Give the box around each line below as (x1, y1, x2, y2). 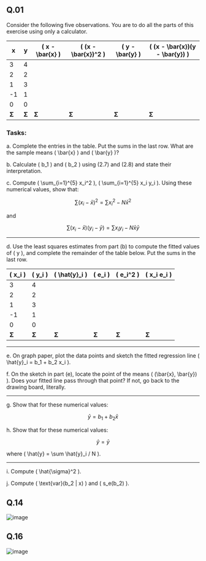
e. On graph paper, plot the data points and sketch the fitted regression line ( (6, 352, 200, 359)
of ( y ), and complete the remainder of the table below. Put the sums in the (6, 250, 196, 257)
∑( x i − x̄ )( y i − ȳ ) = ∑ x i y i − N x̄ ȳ (66, 224, 140, 232)
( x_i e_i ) (145, 270, 172, 279)
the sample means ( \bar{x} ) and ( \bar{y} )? (6, 149, 120, 156)
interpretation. (6, 167, 42, 175)
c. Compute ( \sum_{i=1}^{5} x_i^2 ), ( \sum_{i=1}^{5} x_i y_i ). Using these (6, 179, 192, 186)
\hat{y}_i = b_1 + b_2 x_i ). (6, 359, 71, 366)
